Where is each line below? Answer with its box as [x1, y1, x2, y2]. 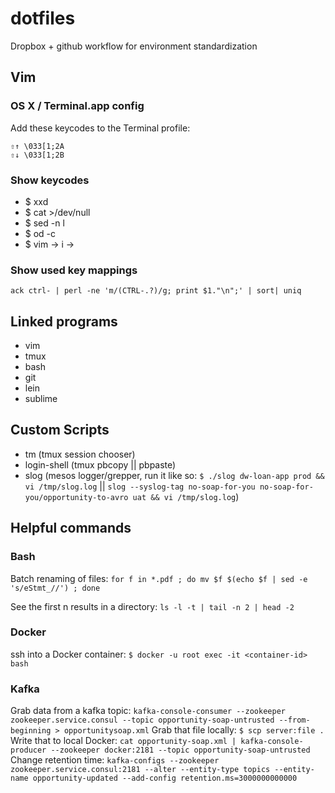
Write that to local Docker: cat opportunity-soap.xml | [10, 735, 237, 747]
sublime [24, 393, 58, 405]
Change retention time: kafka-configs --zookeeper [10, 754, 220, 766]
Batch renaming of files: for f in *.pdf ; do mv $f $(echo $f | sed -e [10, 572, 308, 584]
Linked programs [10, 313, 118, 330]
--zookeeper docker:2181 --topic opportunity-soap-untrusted [50, 745, 311, 756]
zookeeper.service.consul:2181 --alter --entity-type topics [10, 765, 271, 775]
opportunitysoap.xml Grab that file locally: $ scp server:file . [63, 724, 325, 736]
